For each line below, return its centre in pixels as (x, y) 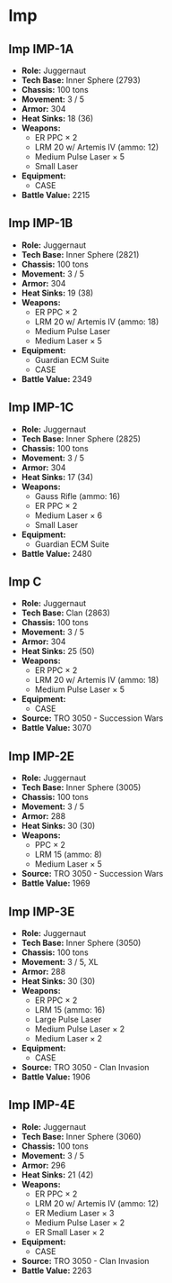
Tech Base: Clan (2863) (66, 613)
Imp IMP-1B (41, 223)
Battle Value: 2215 (56, 195)
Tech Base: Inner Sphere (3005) (81, 787)
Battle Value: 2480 (56, 553)
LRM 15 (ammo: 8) (68, 855)
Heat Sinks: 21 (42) (57, 1174)
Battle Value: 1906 (56, 1077)
